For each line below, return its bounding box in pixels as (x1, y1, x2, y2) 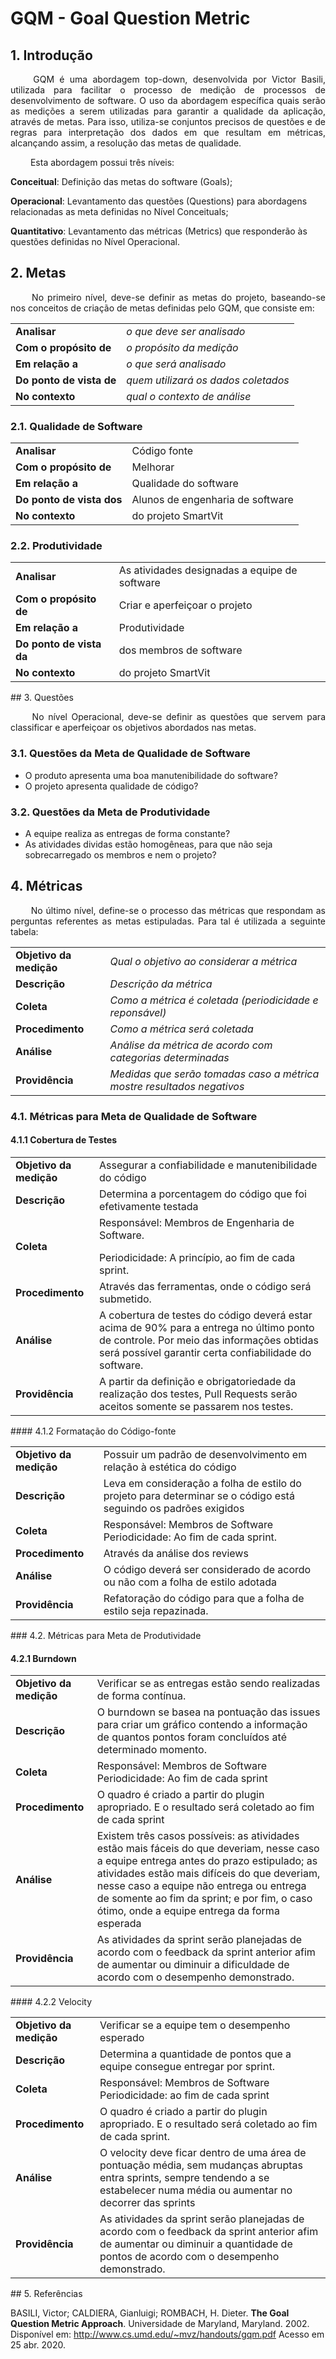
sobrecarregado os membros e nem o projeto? (24, 849, 217, 861)
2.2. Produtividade (10, 539, 103, 553)
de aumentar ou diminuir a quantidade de (99, 2237, 293, 2251)
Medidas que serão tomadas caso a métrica (109, 1067, 320, 1081)
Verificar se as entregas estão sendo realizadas (96, 1677, 321, 1691)
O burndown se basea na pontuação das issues (96, 1705, 321, 1719)
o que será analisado (126, 357, 227, 371)
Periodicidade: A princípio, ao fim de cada (98, 1250, 296, 1264)
